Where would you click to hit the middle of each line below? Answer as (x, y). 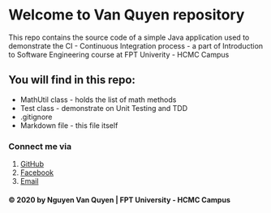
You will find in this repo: (72, 80)
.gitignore (36, 117)
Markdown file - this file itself (69, 125)
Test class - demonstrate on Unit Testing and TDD (104, 108)
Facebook (37, 173)
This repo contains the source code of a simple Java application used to (129, 37)
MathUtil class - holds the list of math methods (98, 100)
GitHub (32, 164)
